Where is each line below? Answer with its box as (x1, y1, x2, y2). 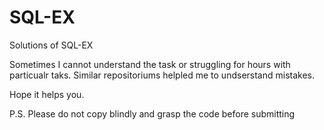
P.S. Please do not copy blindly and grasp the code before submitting (9, 107, 296, 120)
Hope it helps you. (9, 88, 85, 100)
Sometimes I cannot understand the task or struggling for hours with (9, 58, 291, 70)
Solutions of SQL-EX (9, 39, 94, 51)
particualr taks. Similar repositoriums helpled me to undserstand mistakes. (9, 69, 315, 81)
